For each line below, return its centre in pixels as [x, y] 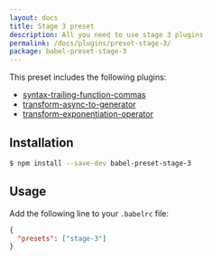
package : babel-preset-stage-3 [68, 52]
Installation [41, 143]
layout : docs [34, 18]
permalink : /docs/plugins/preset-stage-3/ [90, 43]
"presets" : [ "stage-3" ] [62, 238]
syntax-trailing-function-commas [84, 95]
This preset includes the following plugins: [88, 77]
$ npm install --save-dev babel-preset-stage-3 [101, 163]
